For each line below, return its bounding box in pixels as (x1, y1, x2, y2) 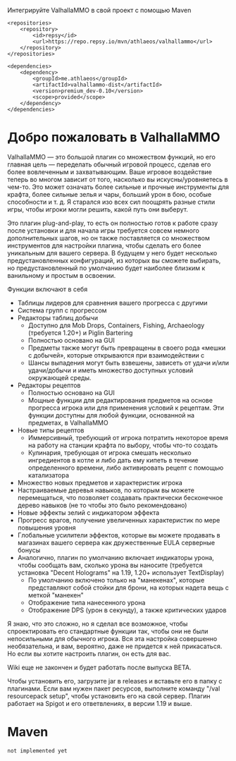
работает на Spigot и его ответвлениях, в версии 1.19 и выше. (7, 699, 192, 707)
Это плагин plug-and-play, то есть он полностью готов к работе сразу (7, 219, 218, 227)
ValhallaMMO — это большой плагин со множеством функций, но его (7, 152, 216, 161)
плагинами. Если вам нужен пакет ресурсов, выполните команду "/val (7, 684, 221, 693)
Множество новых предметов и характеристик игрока (17, 478, 183, 487)
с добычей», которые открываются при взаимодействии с (27, 351, 205, 359)
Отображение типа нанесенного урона (27, 598, 146, 607)
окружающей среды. (27, 373, 92, 382)
